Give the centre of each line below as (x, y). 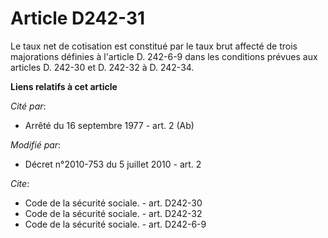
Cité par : (28, 106)
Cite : (20, 183)
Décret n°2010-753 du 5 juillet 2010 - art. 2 (113, 164)
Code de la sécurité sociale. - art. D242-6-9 (115, 224)
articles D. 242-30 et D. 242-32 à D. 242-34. (102, 67)
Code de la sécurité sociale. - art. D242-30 (113, 203)
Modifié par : (36, 144)
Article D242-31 (78, 18)
